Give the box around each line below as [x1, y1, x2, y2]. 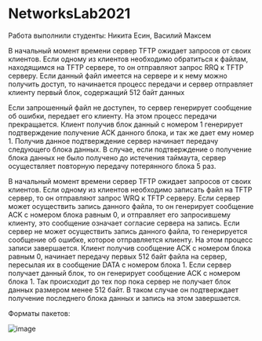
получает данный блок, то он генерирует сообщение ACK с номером [8, 268, 241, 277]
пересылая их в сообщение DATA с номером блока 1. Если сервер [8, 260, 231, 269]
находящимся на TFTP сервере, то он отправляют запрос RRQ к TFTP [8, 62, 244, 71]
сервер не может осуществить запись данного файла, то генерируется [8, 226, 248, 236]
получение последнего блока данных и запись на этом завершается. [8, 293, 241, 302]
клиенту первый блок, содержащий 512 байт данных [8, 87, 185, 97]
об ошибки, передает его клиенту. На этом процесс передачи [8, 111, 217, 120]
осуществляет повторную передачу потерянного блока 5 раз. [8, 161, 217, 170]
